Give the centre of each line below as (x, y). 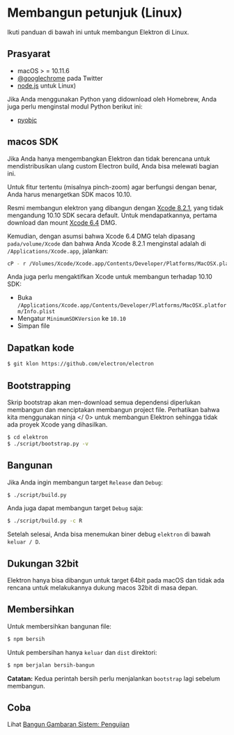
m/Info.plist (36, 312)
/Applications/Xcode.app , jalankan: (58, 251)
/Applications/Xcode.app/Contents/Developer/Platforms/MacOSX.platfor (122, 306)
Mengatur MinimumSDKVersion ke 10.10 (72, 319)
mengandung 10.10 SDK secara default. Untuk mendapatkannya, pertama (112, 215)
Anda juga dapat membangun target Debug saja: (75, 508)
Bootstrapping (39, 385)
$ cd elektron (28, 437)
